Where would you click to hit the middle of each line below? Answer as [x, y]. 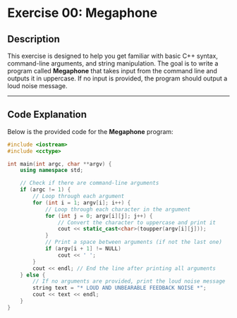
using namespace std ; [51, 171]
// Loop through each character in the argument [118, 209]
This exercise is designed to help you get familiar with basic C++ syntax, [113, 56]
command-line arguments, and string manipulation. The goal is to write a [113, 63]
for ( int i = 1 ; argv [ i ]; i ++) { [82, 202]
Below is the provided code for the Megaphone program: [91, 131]
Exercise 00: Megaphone [82, 13]
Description [34, 39]
